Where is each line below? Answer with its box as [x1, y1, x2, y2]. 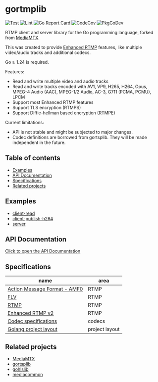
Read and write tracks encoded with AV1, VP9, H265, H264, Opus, [12, 83, 148, 90]
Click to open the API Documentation [5, 248, 81, 254]
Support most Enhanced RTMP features [12, 99, 94, 105]
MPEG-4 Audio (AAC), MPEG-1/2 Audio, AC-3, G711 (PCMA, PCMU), [12, 89, 152, 95]
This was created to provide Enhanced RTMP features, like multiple [5, 44, 142, 50]
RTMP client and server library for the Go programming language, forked [5, 29, 154, 35]
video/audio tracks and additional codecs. [5, 49, 91, 55]
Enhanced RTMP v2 [7, 310, 54, 317]
